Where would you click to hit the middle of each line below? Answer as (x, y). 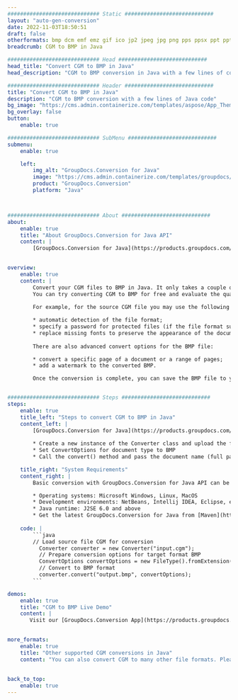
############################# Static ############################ (110, 14)
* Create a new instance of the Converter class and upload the (130, 444)
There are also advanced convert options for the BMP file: (123, 346)
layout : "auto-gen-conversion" (53, 21)
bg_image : (22, 106)
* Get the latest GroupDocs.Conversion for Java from (114, 515)
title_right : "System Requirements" (74, 469)
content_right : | (46, 476)
